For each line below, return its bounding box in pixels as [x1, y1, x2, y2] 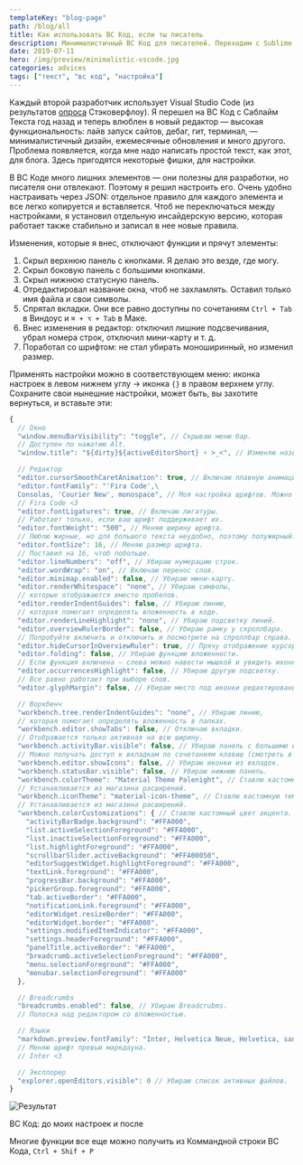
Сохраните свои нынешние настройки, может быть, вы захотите [9, 388, 259, 399]
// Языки [17, 1027, 50, 1036]
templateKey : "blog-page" [9, 13, 106, 23]
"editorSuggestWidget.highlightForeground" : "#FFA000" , [25, 860, 241, 869]
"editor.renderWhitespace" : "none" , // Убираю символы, [17, 582, 232, 592]
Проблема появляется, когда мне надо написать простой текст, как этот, [9, 145, 292, 155]
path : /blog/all [9, 22, 70, 31]
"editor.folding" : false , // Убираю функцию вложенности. [17, 650, 241, 659]
